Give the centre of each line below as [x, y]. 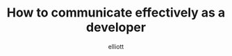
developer [116, 27]
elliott [116, 46]
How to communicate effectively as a [116, 13]
